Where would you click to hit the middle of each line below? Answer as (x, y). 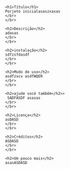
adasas (12, 33)
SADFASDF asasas (24, 98)
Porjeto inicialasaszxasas (33, 11)
